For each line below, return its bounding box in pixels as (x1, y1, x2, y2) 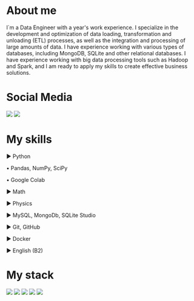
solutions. (6, 69, 31, 76)
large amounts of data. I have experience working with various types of (6, 43, 184, 50)
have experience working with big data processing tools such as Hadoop (6, 56, 189, 63)
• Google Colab (6, 176, 45, 183)
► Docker (6, 235, 32, 242)
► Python (6, 153, 31, 160)
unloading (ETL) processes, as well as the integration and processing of (6, 36, 186, 44)
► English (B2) (6, 247, 44, 254)
